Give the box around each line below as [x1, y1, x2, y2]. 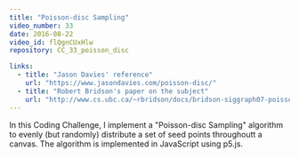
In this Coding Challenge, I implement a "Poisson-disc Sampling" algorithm [9, 119, 283, 130]
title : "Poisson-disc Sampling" [9, 12, 129, 22]
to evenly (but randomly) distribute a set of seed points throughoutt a [9, 129, 263, 139]
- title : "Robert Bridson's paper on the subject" [17, 86, 209, 96]
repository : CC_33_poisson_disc [9, 46, 129, 55]
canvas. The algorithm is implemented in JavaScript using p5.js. [9, 138, 243, 149]
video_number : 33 [9, 21, 74, 30]
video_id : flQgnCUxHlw [9, 37, 93, 47]
